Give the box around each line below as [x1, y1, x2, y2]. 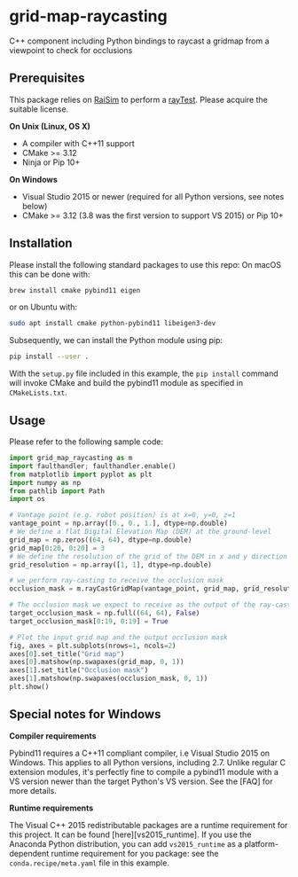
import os [9, 495, 46, 504]
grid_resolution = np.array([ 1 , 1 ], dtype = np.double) [9, 560, 213, 569]
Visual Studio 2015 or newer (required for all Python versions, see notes [21, 191, 285, 201]
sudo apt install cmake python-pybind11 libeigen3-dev [9, 319, 216, 328]
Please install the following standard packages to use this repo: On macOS [9, 259, 282, 270]
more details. [9, 785, 58, 795]
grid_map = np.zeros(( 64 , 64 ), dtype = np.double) [9, 535, 192, 544]
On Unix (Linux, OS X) [9, 121, 90, 131]
